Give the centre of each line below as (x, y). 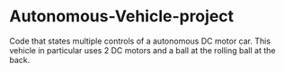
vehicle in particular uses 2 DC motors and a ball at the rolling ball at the (142, 50)
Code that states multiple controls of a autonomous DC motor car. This (140, 41)
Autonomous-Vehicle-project (122, 16)
